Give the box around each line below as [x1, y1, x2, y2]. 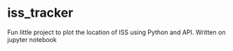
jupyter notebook [7, 35, 58, 43]
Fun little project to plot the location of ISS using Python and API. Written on [7, 28, 226, 36]
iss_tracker [7, 5, 74, 21]
